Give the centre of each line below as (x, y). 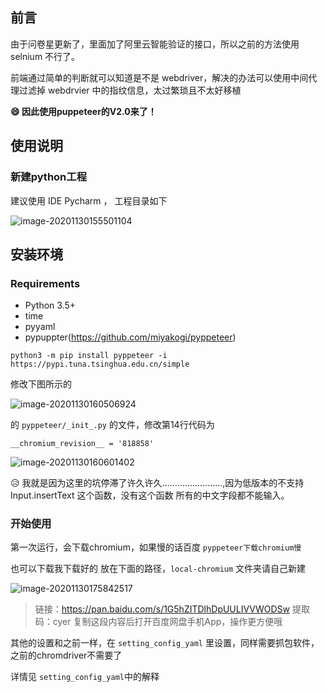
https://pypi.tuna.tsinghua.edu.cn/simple (100, 364)
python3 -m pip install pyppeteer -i (89, 356)
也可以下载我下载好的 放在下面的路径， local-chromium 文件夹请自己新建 (158, 569)
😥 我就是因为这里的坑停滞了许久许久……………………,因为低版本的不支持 (157, 483)
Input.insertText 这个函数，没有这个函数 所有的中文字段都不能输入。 (150, 495)
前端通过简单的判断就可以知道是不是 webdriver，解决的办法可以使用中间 (159, 77)
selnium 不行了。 (45, 56)
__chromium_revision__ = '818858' (82, 444)
